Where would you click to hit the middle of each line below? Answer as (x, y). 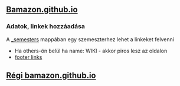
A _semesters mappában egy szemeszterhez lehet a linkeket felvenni (90, 39)
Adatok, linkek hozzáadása (46, 27)
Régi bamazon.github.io (51, 76)
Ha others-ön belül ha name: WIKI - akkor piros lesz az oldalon (91, 51)
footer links (28, 57)
